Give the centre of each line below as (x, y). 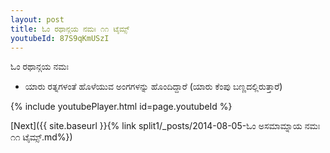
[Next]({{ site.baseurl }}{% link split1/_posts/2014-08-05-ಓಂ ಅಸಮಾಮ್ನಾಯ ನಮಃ (165, 126)
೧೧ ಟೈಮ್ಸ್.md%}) (41, 137)
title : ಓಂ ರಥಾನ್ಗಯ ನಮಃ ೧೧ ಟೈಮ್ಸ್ (70, 29)
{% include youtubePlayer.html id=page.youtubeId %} (121, 107)
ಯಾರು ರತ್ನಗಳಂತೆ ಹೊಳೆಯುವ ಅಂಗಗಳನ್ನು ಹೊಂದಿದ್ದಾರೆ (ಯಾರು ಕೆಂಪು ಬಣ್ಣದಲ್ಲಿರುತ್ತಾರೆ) (153, 87)
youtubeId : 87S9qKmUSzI (60, 38)
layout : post (37, 19)
